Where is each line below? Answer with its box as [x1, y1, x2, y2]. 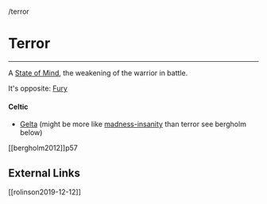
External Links [8, 166, 81, 179]
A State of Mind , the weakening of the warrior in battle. [8, 67, 188, 78]
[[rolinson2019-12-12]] [8, 187, 82, 197]
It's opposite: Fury [8, 83, 68, 93]
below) [19, 128, 43, 137]
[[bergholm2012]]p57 [8, 143, 78, 153]
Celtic [8, 102, 29, 111]
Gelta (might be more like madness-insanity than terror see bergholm [19, 119, 246, 129]
